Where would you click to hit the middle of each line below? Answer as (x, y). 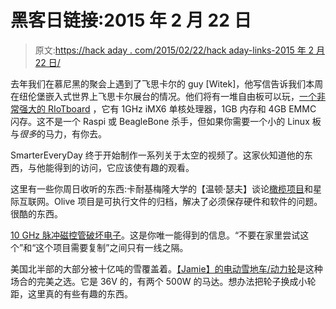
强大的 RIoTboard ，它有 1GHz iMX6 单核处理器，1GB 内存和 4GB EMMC (167, 108)
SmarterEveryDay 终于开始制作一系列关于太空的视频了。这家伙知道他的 (157, 155)
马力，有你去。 (75, 133)
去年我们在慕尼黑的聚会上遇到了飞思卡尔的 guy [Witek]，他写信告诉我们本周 (167, 83)
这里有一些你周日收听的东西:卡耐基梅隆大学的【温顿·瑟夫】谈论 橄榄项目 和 (162, 188)
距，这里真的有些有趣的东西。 (71, 293)
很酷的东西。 (36, 213)
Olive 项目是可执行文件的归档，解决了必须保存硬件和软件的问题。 (188, 201)
